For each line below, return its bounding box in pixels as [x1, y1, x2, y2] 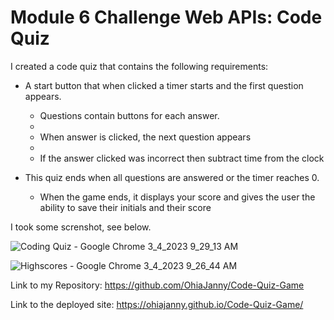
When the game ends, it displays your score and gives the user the [39, 191, 316, 203]
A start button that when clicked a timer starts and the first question [24, 79, 304, 91]
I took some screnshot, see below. [10, 221, 152, 233]
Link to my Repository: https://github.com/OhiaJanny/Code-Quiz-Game [10, 279, 305, 291]
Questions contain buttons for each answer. [39, 109, 220, 121]
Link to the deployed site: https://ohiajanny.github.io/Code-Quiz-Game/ [10, 298, 304, 310]
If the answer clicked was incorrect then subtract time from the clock [39, 152, 325, 164]
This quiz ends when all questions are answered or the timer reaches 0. [24, 171, 320, 183]
